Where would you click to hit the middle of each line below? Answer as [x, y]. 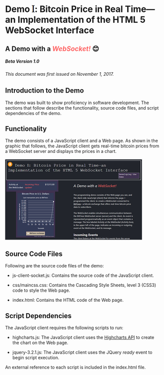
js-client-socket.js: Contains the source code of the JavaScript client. [83, 275]
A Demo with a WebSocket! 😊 [52, 49]
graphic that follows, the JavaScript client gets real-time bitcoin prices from [82, 146]
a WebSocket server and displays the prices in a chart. [61, 151]
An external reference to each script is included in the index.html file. [76, 368]
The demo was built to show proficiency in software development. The [77, 103]
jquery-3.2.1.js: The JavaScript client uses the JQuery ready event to [82, 353]
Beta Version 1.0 [22, 61]
